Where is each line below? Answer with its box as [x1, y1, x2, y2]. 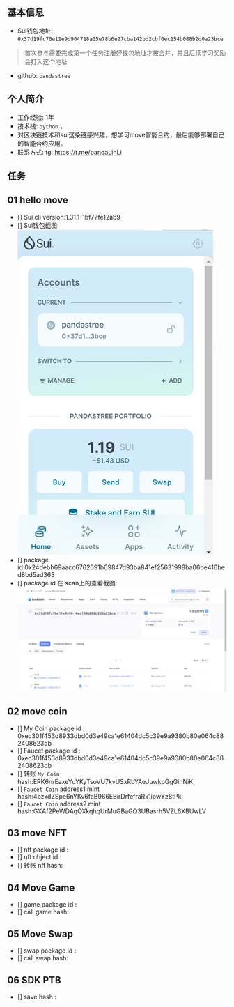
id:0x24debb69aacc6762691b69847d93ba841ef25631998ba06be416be [17, 563, 225, 571]
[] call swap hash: [17, 954, 68, 962]
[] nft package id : [17, 845, 69, 854]
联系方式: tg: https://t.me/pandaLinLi [17, 148, 122, 156]
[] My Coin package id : [17, 724, 85, 732]
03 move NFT [7, 827, 68, 839]
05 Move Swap [7, 928, 73, 939]
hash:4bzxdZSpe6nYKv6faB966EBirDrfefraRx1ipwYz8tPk [17, 792, 182, 800]
